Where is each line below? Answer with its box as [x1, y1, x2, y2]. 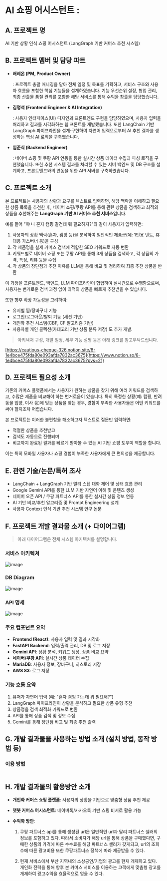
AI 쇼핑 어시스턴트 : [5, 5, 80, 16]
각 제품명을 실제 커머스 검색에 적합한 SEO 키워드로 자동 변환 [12, 244, 129, 250]
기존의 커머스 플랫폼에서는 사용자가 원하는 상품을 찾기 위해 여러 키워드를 [5, 387, 145, 393]
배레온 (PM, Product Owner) [12, 71, 71, 77]
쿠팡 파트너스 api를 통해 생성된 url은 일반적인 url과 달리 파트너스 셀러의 [19, 829, 158, 835]
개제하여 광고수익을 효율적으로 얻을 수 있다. [19, 870, 104, 876]
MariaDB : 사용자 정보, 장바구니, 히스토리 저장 [12, 661, 101, 667]
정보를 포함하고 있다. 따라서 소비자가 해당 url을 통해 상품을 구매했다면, [19, 835, 156, 841]
